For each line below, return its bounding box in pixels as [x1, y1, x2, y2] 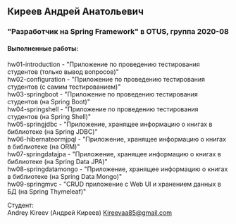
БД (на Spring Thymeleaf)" [7, 187, 87, 196]
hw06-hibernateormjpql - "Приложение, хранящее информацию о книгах [7, 135, 227, 143]
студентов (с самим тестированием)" [7, 82, 121, 91]
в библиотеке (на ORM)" [7, 142, 80, 151]
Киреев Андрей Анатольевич [7, 6, 144, 18]
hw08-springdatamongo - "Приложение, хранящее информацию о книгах [7, 165, 228, 173]
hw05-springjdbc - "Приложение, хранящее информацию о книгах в [7, 120, 213, 128]
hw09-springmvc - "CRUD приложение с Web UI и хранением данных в [7, 180, 222, 188]
